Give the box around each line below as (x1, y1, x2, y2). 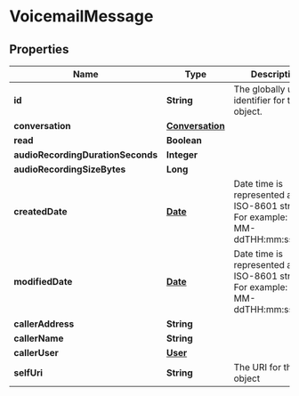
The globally (233, 83, 286, 95)
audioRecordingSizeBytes (13, 163, 126, 175)
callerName (13, 332, 64, 344)
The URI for (233, 361, 282, 373)
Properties (9, 42, 69, 57)
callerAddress (13, 318, 75, 330)
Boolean (166, 134, 202, 146)
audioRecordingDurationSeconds (13, 149, 158, 161)
